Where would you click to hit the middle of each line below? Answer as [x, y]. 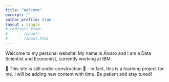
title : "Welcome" [24, 10]
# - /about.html [27, 39]
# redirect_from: [24, 29]
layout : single [23, 24]
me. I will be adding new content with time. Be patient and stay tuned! [79, 74]
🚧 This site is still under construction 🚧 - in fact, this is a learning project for [85, 68]
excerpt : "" [18, 15]
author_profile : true [28, 19]
